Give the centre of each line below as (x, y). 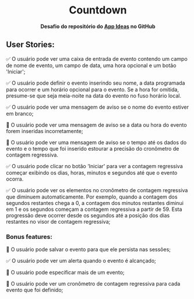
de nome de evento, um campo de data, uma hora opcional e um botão (91, 65)
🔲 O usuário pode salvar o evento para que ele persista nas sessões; (88, 249)
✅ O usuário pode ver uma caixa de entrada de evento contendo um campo (97, 58)
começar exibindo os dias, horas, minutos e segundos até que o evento (92, 172)
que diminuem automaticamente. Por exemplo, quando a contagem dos (92, 197)
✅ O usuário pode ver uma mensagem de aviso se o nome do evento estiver (98, 107)
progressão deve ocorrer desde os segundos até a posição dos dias (88, 215)
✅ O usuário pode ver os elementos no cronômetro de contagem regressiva (97, 190)
